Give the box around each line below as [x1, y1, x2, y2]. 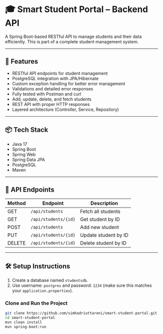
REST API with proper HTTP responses [12, 101, 90, 107]
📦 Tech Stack [5, 126, 49, 134]
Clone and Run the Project [5, 300, 68, 307]
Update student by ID [80, 232, 129, 239]
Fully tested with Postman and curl [12, 91, 81, 97]
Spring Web [12, 151, 36, 157]
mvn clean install [5, 320, 42, 325]
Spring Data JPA [12, 157, 45, 162]
